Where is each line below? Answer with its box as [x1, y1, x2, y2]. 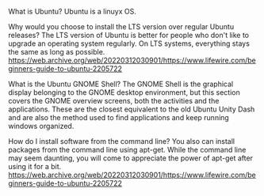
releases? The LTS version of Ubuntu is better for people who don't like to [8, 31, 250, 40]
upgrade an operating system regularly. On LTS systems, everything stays [8, 39, 250, 48]
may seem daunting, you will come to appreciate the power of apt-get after [8, 153, 254, 163]
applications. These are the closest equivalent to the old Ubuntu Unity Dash [8, 104, 255, 114]
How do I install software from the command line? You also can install [8, 137, 235, 145]
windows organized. [8, 122, 75, 130]
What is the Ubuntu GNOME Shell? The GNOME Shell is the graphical [8, 79, 234, 89]
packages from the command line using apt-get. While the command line [8, 145, 247, 154]
